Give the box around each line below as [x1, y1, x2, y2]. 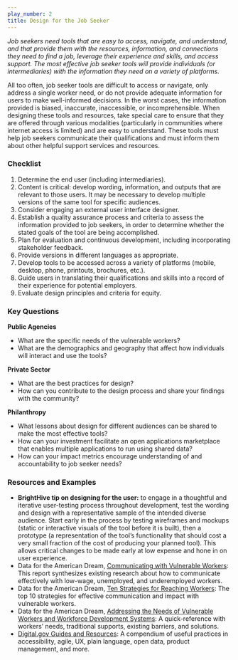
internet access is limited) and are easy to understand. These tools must [7, 126, 219, 135]
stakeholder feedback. [17, 243, 84, 251]
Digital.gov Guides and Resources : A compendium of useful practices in [17, 629, 229, 638]
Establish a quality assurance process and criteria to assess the [17, 213, 205, 221]
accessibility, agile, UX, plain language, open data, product [17, 637, 190, 646]
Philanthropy [7, 408, 47, 417]
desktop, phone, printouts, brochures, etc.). [17, 266, 146, 274]
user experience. [17, 554, 67, 562]
